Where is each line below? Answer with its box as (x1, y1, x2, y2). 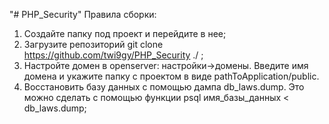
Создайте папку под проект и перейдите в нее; (23, 28, 227, 39)
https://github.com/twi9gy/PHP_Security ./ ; (23, 49, 204, 61)
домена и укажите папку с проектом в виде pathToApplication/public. (23, 70, 320, 82)
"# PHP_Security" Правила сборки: (9, 9, 157, 20)
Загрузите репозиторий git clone (23, 39, 164, 50)
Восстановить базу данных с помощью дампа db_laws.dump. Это (23, 81, 305, 93)
